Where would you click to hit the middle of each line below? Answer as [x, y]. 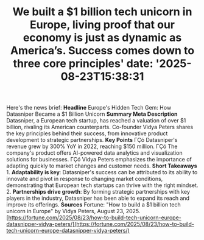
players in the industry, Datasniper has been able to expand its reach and [98, 198]
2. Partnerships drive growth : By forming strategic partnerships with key [98, 192]
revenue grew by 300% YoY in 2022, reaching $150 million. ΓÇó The [92, 146]
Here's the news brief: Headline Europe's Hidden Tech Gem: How [89, 108]
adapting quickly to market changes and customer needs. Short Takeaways [102, 166]
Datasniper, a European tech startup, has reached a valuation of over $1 [96, 121]
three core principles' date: [83, 64]
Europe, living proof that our [102, 25]
